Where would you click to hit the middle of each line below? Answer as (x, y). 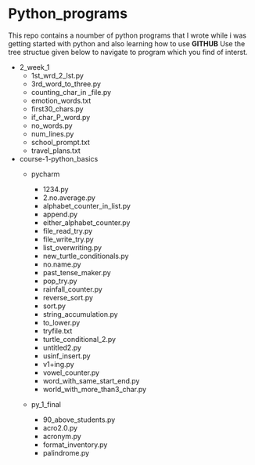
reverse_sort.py (68, 297)
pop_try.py (60, 281)
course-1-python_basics (59, 158)
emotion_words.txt (61, 100)
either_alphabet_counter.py (86, 222)
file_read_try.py (68, 231)
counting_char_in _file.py (71, 92)
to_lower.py (61, 322)
